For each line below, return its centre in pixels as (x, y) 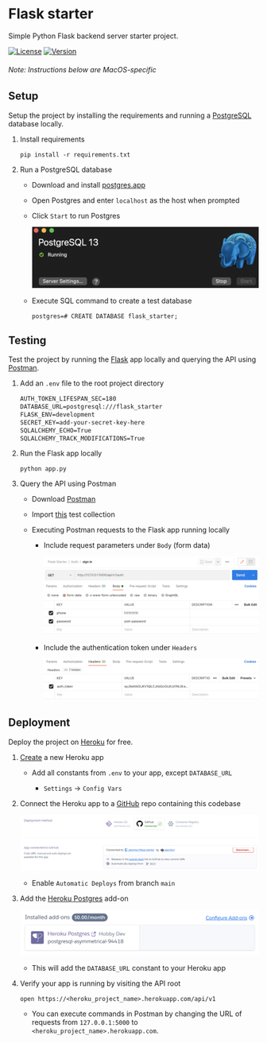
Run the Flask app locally (61, 453)
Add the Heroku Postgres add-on (74, 898)
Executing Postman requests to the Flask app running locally (131, 530)
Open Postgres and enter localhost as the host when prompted (135, 200)
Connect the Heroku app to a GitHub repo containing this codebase (130, 803)
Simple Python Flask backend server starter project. (93, 36)
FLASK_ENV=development (57, 415)
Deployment (39, 723)
